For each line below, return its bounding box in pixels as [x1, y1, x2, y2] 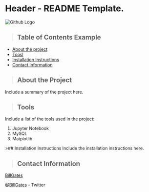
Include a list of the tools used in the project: [5, 116, 95, 122]
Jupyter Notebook [12, 126, 49, 131]
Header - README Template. [5, 3, 124, 14]
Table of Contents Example [17, 33, 101, 42]
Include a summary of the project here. [5, 89, 84, 95]
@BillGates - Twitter [5, 182, 45, 188]
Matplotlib [12, 136, 33, 142]
